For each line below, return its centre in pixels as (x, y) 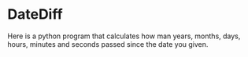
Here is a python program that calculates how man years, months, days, (124, 36)
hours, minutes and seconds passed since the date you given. (108, 44)
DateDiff (35, 14)
